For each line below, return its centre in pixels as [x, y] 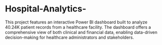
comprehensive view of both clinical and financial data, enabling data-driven [81, 32]
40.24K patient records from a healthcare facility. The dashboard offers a [78, 27]
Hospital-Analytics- [46, 9]
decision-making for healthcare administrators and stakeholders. [70, 37]
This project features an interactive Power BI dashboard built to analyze [76, 22]
